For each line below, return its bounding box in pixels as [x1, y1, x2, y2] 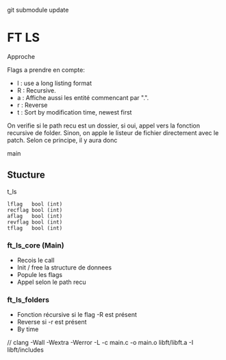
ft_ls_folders [7, 295, 50, 304]
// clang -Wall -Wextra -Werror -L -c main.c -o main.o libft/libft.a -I [7, 339, 194, 347]
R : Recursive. [16, 86, 56, 95]
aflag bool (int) [7, 213, 63, 219]
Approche [7, 52, 36, 60]
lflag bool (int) [7, 200, 63, 208]
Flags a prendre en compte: [7, 65, 86, 74]
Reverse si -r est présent [16, 318, 87, 326]
